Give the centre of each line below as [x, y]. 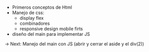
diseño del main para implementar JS [51, 34]
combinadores [35, 23]
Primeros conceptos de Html [42, 7]
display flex [32, 18]
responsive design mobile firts [51, 29]
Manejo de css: [28, 13]
